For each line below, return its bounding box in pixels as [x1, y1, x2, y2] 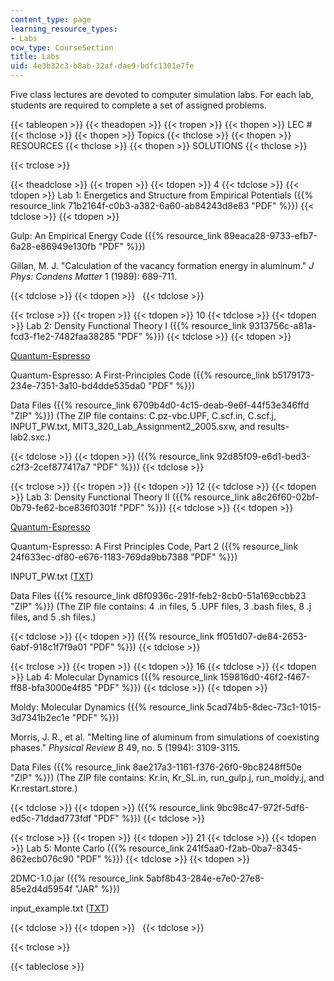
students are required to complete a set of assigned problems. [10, 99, 268, 111]
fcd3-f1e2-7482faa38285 [10, 331, 115, 342]
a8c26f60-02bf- [251, 491, 320, 503]
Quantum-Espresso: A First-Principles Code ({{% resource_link [10, 369, 270, 381]
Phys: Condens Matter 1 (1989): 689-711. [10, 271, 177, 282]
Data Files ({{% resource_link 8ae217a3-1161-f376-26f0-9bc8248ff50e [10, 761, 302, 773]
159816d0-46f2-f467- [219, 671, 311, 683]
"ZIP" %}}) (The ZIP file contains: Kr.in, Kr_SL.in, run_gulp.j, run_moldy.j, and [10, 772, 325, 783]
